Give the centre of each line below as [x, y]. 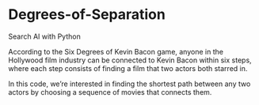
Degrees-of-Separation [87, 15]
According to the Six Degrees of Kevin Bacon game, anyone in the [116, 51]
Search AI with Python [44, 36]
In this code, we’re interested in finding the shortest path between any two [129, 84]
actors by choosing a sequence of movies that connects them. [110, 92]
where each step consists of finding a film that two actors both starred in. [128, 68]
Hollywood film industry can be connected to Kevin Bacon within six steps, [130, 60]
